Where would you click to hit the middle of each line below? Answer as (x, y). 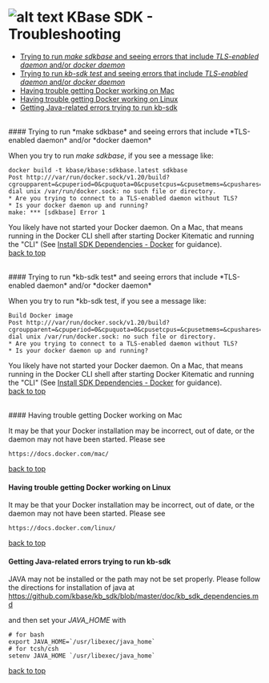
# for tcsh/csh (34, 649)
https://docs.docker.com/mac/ (59, 454)
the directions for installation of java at (71, 588)
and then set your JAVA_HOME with (67, 620)
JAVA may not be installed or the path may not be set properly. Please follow (134, 579)
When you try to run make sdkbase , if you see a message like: (111, 156)
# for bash (26, 635)
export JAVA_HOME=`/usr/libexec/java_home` (82, 642)
